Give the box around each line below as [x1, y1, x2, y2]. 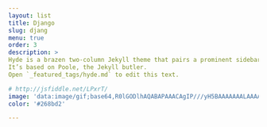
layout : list [8, 11, 52, 20]
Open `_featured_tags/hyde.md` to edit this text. [8, 71, 180, 79]
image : [8, 92, 30, 100]
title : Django [8, 19, 56, 27]
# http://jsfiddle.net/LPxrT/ [8, 85, 109, 93]
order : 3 [8, 41, 37, 49]
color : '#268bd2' [8, 100, 66, 108]
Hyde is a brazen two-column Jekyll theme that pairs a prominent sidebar [8, 56, 261, 64]
